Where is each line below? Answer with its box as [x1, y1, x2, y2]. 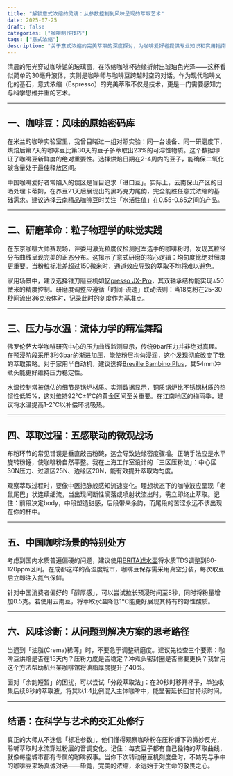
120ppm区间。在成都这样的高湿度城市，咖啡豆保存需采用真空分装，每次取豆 [7, 565, 225, 573]
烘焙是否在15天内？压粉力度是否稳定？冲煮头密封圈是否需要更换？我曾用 [19, 654, 226, 663]
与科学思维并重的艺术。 [7, 88, 74, 97]
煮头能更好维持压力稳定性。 [7, 368, 87, 377]
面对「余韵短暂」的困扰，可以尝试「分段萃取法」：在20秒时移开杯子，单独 [7, 678, 218, 686]
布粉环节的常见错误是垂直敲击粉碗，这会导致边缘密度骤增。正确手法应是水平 [7, 450, 226, 458]
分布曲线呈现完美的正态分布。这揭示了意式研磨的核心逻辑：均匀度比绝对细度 [7, 253, 226, 261]
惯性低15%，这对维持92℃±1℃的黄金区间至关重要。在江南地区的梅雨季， [7, 392, 218, 400]
